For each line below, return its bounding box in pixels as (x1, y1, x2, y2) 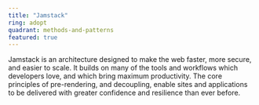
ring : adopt (8, 19, 47, 27)
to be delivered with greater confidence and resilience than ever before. (8, 88, 241, 98)
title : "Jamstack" (8, 11, 68, 20)
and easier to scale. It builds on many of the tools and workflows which (8, 63, 238, 73)
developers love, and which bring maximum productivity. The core (8, 71, 222, 81)
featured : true (8, 33, 58, 42)
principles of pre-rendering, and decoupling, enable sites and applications (8, 80, 248, 89)
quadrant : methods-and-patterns (8, 26, 114, 34)
